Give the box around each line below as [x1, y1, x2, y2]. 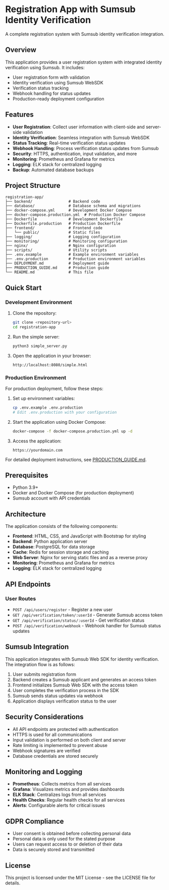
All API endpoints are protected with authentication [12, 726, 119, 732]
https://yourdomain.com [12, 448, 63, 453]
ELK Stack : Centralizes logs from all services [12, 792, 106, 798]
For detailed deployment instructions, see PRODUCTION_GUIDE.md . [5, 456, 147, 463]
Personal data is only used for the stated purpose [12, 836, 116, 842]
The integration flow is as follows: [5, 661, 75, 667]
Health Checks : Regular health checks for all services [12, 797, 125, 803]
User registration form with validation [12, 74, 90, 80]
